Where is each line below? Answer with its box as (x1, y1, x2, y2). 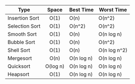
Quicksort (7, 63, 31, 70)
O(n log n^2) (98, 47, 128, 53)
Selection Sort (7, 23, 41, 29)
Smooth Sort (7, 31, 37, 38)
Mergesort (7, 55, 32, 61)
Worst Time (98, 6, 127, 13)
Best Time (69, 6, 94, 13)
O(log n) (45, 63, 65, 70)
